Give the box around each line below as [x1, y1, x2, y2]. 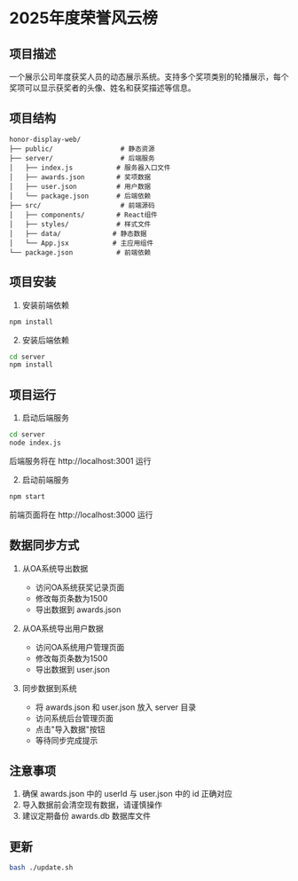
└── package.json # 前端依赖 [9, 248, 152, 257]
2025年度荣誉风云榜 [9, 8, 158, 28]
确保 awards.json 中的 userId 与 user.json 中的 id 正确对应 [21, 789, 233, 799]
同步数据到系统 [21, 682, 77, 693]
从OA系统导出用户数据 [21, 623, 104, 633]
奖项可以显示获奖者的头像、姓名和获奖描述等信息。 [9, 83, 196, 93]
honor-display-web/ [9, 135, 82, 144]
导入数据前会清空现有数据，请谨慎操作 [21, 799, 162, 810]
